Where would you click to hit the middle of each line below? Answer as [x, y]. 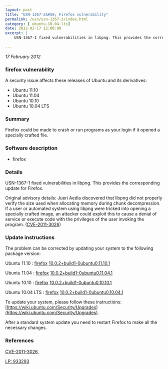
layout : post [19, 10]
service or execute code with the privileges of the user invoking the [74, 219]
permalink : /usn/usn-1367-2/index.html [47, 19]
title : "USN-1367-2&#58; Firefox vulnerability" [57, 14]
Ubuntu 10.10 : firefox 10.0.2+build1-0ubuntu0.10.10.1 [58, 282]
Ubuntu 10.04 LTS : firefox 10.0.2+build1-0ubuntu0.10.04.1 [64, 292]
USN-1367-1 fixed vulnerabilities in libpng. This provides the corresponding [82, 182]
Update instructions [30, 237]
